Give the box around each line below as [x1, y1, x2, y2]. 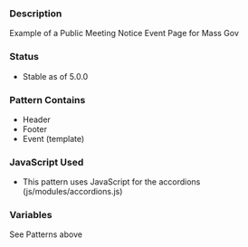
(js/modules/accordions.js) [22, 186, 123, 197]
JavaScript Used [9, 156, 84, 168]
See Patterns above [9, 229, 83, 240]
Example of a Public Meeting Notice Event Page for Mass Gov [9, 28, 240, 39]
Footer [22, 123, 48, 134]
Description [9, 7, 62, 20]
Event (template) [22, 133, 85, 144]
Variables [9, 209, 52, 222]
